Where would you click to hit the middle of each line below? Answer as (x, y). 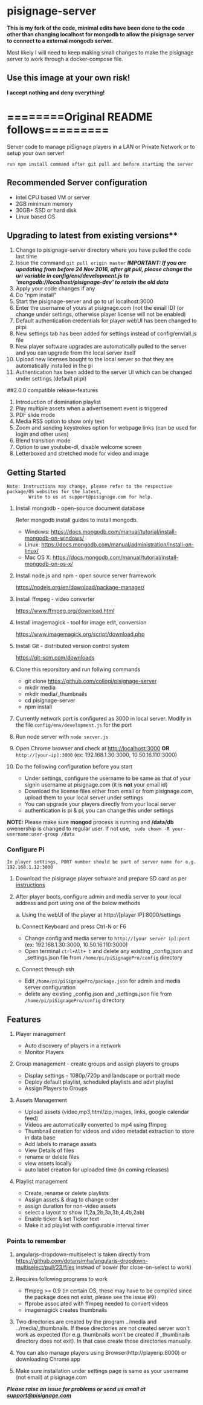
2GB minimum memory (44, 203)
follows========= (58, 130)
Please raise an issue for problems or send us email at (76, 1389)
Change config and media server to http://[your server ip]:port (107, 938)
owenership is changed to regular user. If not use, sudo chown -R (88, 829)
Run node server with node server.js (62, 737)
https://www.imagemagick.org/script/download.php (80, 634)
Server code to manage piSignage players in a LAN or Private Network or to (101, 146)
